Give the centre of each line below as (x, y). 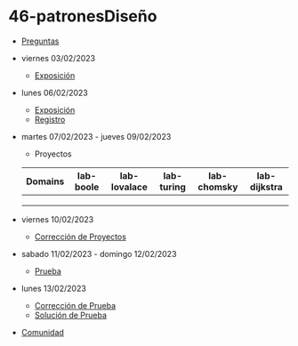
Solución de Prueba (71, 315)
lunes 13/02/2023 (53, 288)
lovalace (129, 187)
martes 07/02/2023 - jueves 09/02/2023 (96, 136)
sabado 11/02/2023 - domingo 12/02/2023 (99, 253)
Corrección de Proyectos (80, 237)
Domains (45, 181)
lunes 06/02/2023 (54, 93)
